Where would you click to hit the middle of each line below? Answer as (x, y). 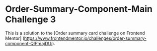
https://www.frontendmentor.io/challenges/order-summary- (85, 38)
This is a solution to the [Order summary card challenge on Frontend (75, 33)
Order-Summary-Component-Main (79, 9)
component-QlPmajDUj (29, 43)
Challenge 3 (31, 19)
